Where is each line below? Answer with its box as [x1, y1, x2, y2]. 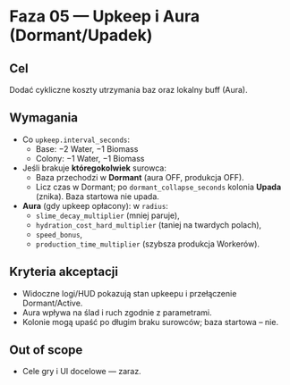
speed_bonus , [35, 229, 83, 239]
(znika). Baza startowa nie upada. [35, 190, 159, 202]
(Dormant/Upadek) [9, 25, 153, 46]
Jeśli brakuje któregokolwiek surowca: [21, 163, 167, 173]
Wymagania [9, 110, 79, 126]
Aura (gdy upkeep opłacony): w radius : [21, 200, 168, 211]
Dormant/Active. [21, 297, 83, 308]
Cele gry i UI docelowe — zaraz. [21, 366, 141, 377]
